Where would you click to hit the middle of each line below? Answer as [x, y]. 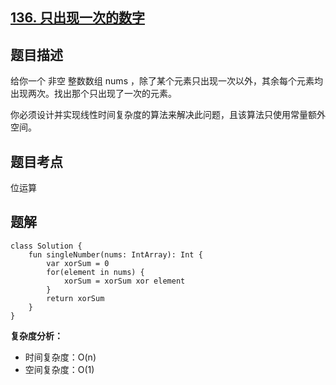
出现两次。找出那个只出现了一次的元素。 [93, 94]
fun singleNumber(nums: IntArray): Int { [115, 254]
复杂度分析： [36, 335]
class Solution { [46, 246]
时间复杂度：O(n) [60, 357]
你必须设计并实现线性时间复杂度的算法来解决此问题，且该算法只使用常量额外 [168, 115]
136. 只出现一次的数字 [77, 18]
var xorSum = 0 [78, 263]
